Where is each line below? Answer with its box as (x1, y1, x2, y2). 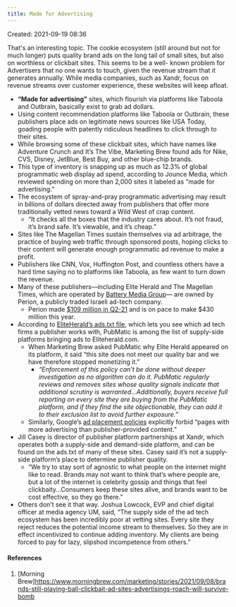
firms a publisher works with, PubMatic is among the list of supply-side (17, 327, 224, 336)
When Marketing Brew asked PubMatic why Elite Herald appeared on (27, 342, 229, 350)
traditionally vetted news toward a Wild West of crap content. (17, 207, 195, 216)
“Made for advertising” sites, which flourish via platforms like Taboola (17, 95, 223, 103)
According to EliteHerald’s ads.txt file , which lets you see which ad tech (17, 319, 225, 329)
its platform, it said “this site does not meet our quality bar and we (27, 350, 220, 358)
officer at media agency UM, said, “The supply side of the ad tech (17, 507, 209, 516)
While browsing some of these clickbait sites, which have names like (17, 139, 217, 148)
